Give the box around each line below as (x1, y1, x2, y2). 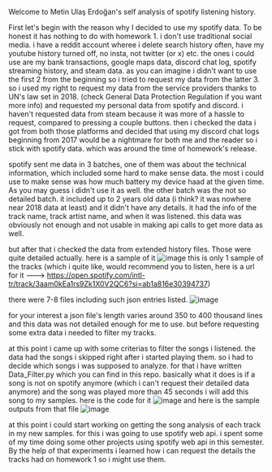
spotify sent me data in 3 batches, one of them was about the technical (8, 160, 247, 169)
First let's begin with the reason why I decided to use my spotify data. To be (8, 23, 262, 32)
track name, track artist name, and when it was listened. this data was (8, 212, 242, 221)
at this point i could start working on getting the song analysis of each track (8, 420, 261, 430)
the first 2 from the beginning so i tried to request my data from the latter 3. (8, 75, 260, 84)
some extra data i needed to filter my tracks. (8, 328, 157, 337)
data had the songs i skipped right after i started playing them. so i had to (8, 352, 253, 361)
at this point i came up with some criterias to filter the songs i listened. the (8, 343, 256, 353)
